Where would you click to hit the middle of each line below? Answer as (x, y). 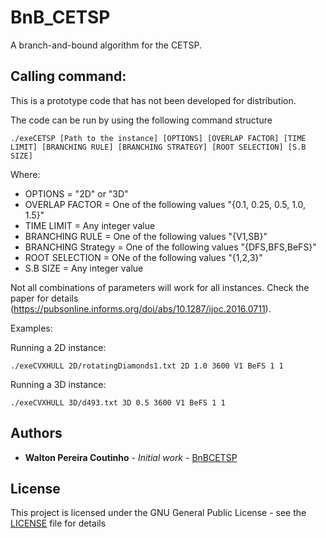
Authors (36, 433)
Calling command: (68, 76)
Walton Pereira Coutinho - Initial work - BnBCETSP (131, 457)
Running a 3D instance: (58, 384)
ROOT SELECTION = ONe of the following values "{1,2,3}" (143, 257)
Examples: (31, 328)
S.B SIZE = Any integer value (84, 268)
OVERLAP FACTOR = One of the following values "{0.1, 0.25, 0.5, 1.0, (165, 204)
